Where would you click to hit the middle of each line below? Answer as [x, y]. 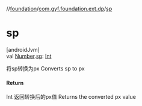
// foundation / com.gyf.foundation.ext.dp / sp [59, 9]
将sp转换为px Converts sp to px [46, 68]
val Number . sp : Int [29, 56]
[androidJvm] [23, 49]
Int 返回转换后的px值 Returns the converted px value [71, 97]
